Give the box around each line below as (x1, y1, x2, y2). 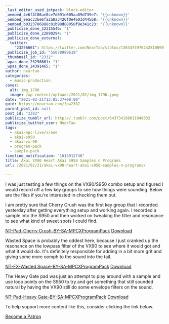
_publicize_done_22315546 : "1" (5, 26, 71, 31)
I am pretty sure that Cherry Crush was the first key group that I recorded (5, 201, 158, 208)
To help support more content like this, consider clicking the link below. (5, 303, 153, 309)
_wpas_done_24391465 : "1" (5, 64, 60, 69)
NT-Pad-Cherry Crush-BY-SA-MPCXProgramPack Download (5, 227, 133, 233)
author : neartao (5, 69, 39, 74)
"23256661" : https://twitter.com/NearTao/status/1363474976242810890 (14, 45, 164, 50)
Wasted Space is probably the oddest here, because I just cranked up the (5, 237, 158, 244)
